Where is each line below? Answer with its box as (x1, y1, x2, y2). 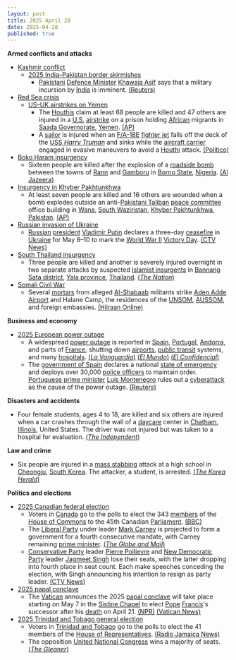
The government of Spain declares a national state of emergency (27, 361, 217, 369)
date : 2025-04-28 (7, 23, 58, 30)
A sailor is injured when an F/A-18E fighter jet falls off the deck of (38, 131, 228, 139)
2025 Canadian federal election (17, 503, 109, 511)
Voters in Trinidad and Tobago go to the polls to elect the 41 (27, 623, 202, 631)
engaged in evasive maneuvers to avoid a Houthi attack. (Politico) (38, 145, 229, 154)
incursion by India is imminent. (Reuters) (38, 85, 156, 94)
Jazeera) (27, 176, 54, 184)
